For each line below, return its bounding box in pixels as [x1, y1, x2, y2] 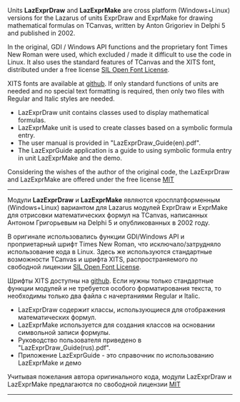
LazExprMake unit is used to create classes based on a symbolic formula [17, 124, 233, 131]
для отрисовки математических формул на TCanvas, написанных [7, 211, 209, 219]
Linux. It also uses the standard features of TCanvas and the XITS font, [7, 58, 216, 66]
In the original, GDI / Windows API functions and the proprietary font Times [7, 43, 228, 51]
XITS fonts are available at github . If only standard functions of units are [7, 79, 219, 88]
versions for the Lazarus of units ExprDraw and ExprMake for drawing [7, 14, 213, 22]
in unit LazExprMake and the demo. [17, 154, 123, 162]
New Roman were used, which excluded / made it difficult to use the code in [7, 50, 232, 59]
